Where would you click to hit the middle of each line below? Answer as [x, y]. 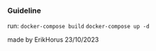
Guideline [24, 11]
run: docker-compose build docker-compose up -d [79, 26]
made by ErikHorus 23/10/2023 [53, 40]
